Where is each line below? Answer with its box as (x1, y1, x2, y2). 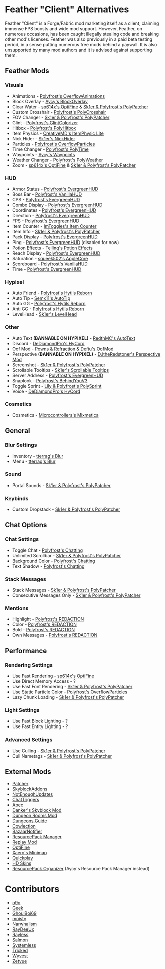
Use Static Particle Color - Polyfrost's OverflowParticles (12, 689, 128, 695)
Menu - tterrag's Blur (12, 458, 56, 464)
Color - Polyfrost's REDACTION (12, 621, 77, 627)
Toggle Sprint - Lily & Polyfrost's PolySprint (12, 383, 102, 389)
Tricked (12, 948, 28, 954)
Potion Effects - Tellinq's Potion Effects (12, 245, 93, 251)
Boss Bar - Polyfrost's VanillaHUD (12, 191, 82, 197)
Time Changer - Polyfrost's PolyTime (12, 146, 89, 152)
